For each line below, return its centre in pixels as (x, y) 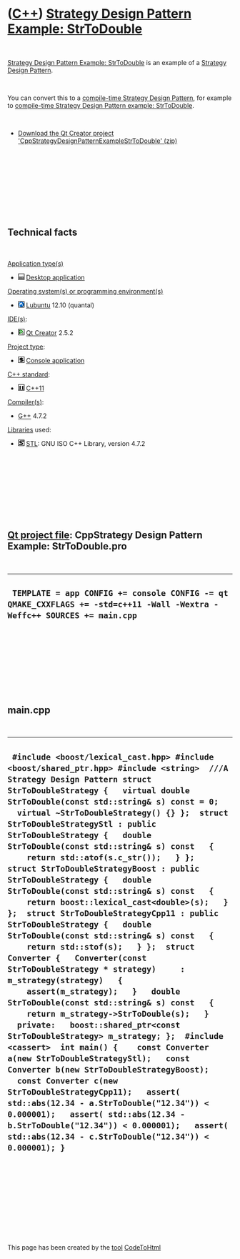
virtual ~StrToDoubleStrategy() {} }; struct (122, 813)
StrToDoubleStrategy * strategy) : (96, 969)
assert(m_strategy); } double (103, 991)
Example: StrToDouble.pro (67, 546)
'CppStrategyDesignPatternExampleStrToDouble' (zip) (97, 141)
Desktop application (55, 277)
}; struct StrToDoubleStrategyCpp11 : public (113, 913)
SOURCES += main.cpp (91, 615)
